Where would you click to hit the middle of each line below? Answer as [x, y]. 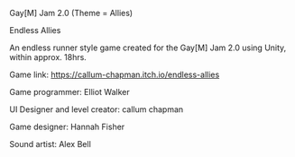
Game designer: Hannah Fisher [67, 126]
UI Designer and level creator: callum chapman [97, 109]
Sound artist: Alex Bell [51, 144]
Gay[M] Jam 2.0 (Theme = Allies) [71, 13]
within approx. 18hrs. [48, 57]
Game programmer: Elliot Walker [69, 92]
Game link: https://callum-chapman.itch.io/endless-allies [115, 74]
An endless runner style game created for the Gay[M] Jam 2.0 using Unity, [148, 48]
